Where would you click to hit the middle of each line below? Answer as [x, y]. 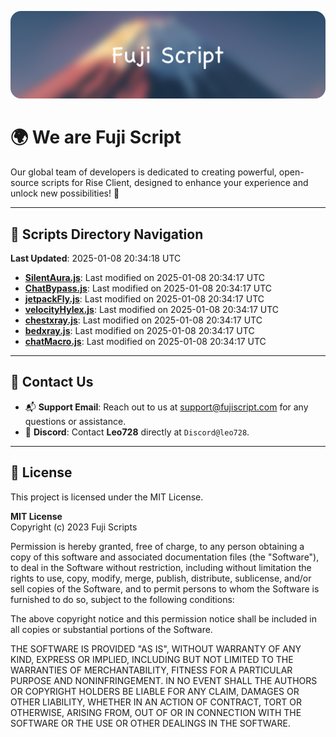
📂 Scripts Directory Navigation [107, 234]
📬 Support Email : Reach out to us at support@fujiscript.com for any [166, 407]
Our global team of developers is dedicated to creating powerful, [143, 172]
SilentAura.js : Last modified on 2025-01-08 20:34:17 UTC [144, 278]
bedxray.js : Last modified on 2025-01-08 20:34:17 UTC [139, 331]
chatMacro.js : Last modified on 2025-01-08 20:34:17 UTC [145, 342]
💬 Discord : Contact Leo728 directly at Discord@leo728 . [137, 432]
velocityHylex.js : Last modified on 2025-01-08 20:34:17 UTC [152, 310]
